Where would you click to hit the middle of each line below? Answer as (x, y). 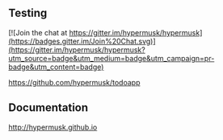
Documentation (48, 108)
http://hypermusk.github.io (53, 127)
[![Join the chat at (38, 32)
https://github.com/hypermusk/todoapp (74, 82)
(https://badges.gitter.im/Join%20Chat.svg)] (82, 41)
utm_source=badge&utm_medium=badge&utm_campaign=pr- (111, 58)
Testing (28, 13)
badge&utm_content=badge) (56, 67)
